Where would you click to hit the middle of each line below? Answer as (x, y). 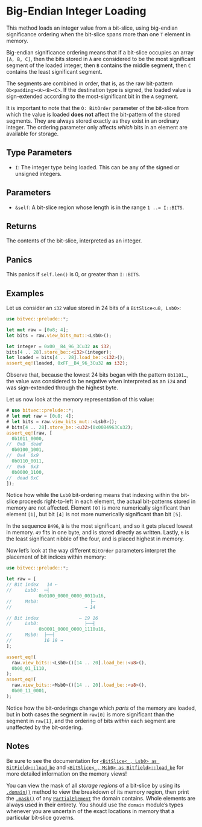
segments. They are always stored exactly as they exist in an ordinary (93, 121)
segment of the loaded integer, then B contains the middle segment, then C (99, 65)
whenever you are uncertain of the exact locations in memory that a (90, 811)
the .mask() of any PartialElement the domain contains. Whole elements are (101, 798)
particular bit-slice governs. (41, 817)
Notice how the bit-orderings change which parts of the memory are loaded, (101, 708)
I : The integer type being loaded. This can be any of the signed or (97, 167)
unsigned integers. (38, 174)
